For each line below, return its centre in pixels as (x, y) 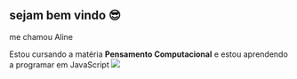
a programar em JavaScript (59, 64)
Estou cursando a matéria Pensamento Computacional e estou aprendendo (149, 54)
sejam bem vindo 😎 (65, 16)
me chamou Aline (41, 36)
